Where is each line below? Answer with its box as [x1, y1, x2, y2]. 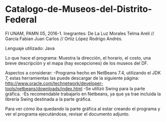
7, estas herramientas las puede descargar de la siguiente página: [5, 75, 140, 81]
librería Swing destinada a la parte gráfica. [5, 96, 92, 102]
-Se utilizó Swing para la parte [83, 85, 145, 91]
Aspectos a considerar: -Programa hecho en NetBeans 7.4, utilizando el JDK [5, 69, 161, 75]
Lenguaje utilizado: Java [5, 45, 55, 51]
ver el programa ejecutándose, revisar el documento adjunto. [5, 111, 130, 117]
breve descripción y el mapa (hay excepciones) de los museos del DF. [5, 60, 149, 66]
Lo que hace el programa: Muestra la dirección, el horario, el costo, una [5, 55, 151, 61]
